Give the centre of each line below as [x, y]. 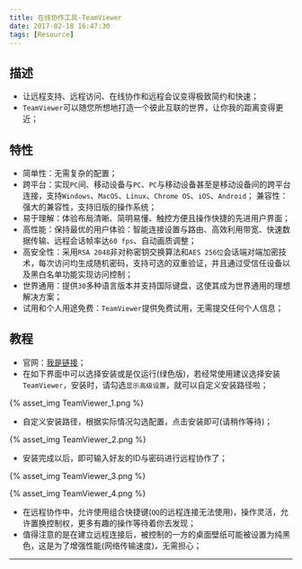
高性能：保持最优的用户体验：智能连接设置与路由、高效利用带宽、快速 [152, 229]
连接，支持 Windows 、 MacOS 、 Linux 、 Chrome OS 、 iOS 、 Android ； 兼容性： [155, 196]
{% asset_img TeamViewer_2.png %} [78, 439]
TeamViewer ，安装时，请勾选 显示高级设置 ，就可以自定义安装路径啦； [145, 385]
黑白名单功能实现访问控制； [81, 274]
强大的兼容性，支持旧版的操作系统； [89, 207]
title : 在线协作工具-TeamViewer [66, 18]
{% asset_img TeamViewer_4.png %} [78, 493]
